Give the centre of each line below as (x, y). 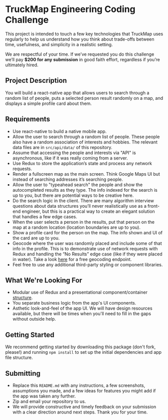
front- (153, 206)
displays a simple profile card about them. (48, 103)
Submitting (23, 373)
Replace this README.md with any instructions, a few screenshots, (79, 385)
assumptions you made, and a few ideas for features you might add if (84, 391)
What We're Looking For (44, 280)
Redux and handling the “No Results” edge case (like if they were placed (87, 254)
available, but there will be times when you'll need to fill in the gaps (82, 314)
